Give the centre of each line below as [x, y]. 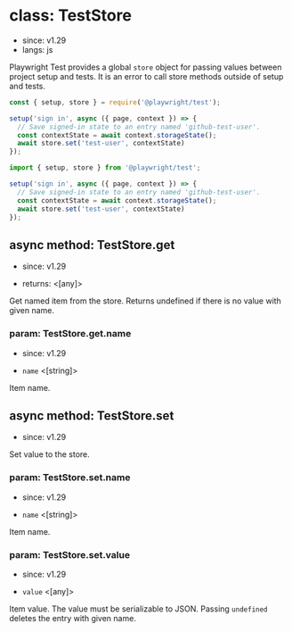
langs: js [37, 49]
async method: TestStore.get [92, 245]
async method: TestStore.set [92, 416]
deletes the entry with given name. [73, 618]
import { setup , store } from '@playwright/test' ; [105, 168]
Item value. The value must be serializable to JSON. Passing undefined [139, 609]
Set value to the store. [50, 454]
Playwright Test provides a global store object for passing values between [146, 67]
